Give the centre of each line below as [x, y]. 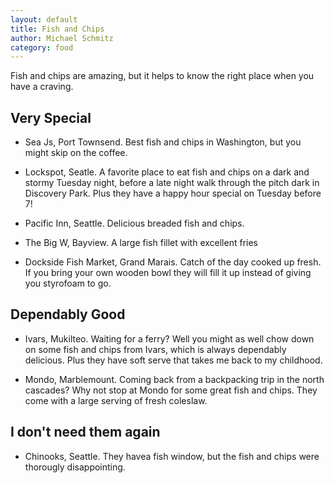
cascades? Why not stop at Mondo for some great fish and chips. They [171, 390]
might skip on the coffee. [76, 153]
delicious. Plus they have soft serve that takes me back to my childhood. [173, 360]
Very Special [51, 117]
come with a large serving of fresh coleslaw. [116, 400]
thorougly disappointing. [75, 467]
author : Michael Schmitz [62, 38]
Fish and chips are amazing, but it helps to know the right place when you [162, 76]
